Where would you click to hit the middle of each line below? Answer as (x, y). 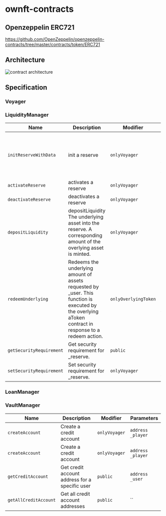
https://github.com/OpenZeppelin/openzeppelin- (55, 39)
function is (81, 299)
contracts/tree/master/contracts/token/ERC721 (53, 45)
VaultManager (23, 405)
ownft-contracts (40, 9)
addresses (73, 506)
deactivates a (84, 196)
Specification (26, 88)
